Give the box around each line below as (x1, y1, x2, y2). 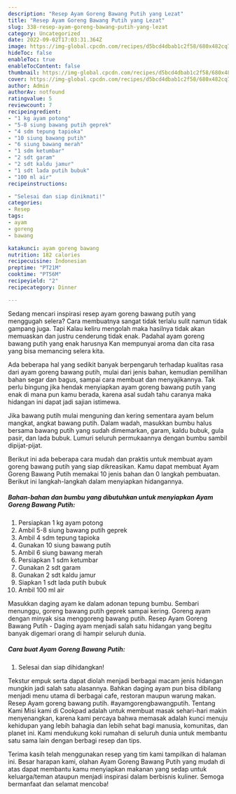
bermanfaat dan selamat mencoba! (8, 779, 109, 788)
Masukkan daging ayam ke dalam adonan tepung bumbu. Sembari (8, 599, 199, 608)
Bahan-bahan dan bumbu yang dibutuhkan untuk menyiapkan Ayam (8, 493, 214, 502)
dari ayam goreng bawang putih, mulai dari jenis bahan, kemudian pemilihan (8, 367, 228, 376)
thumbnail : (8, 69, 40, 76)
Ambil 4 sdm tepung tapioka (18, 533, 100, 542)
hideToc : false (8, 50, 53, 57)
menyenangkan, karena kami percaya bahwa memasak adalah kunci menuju (8, 714, 228, 722)
